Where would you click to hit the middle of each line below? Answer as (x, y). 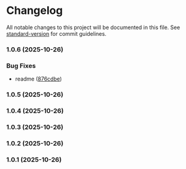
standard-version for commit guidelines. (56, 33)
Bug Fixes (21, 65)
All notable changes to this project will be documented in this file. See (93, 27)
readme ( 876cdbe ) (38, 79)
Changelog (35, 11)
